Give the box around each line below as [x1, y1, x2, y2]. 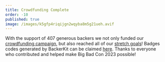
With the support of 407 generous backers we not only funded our [5, 35, 144, 41]
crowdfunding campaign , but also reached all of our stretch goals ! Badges [5, 41, 160, 47]
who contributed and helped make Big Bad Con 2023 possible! [5, 51, 136, 57]
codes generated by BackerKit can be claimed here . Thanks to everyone [5, 46, 156, 52]
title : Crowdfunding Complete [5, 7, 69, 13]
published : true [5, 17, 39, 22]
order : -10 [5, 12, 28, 17]
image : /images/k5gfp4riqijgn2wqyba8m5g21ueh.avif [5, 21, 114, 27]
